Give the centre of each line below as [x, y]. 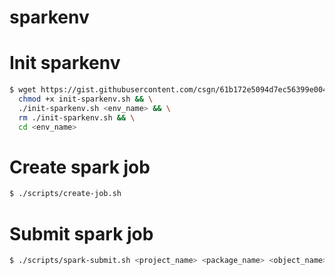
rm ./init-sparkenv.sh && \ [77, 117]
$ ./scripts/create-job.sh [65, 194]
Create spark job [80, 167]
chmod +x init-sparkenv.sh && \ [86, 99]
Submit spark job [81, 233]
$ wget [23, 90]
